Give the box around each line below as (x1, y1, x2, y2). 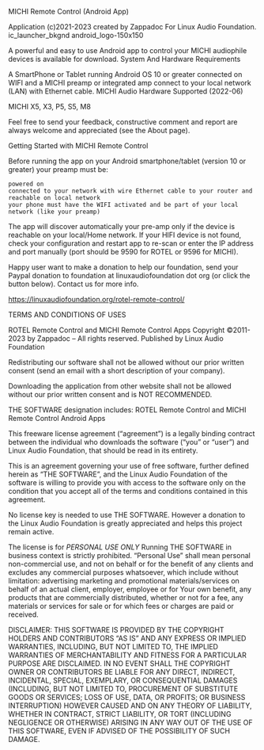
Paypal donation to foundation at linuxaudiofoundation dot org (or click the (8, 271, 251, 280)
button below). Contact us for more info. (8, 279, 139, 289)
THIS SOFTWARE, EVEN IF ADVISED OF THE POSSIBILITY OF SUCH (8, 726, 231, 736)
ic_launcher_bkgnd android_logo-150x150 (8, 31, 144, 40)
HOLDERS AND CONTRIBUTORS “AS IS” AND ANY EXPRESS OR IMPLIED (8, 633, 247, 643)
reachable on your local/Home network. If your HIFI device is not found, (8, 230, 242, 239)
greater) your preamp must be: (8, 165, 108, 174)
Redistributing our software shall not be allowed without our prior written (8, 358, 245, 367)
